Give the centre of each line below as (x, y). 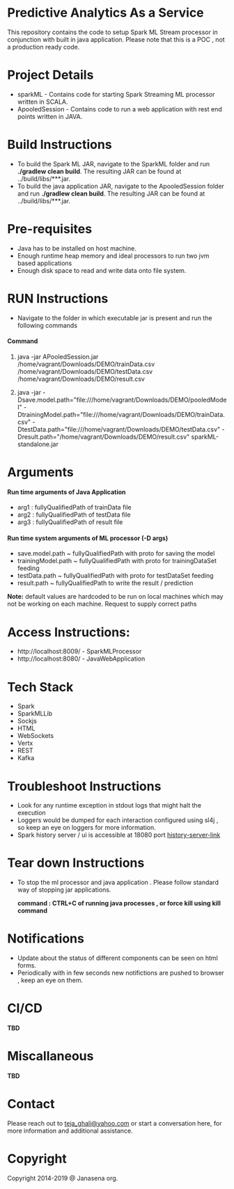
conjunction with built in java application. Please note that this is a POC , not (116, 39)
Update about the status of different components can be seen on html (117, 958)
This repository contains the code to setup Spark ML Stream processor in (112, 32)
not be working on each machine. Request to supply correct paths (102, 604)
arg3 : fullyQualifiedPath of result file (70, 522)
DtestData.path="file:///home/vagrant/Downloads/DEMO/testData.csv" (119, 429)
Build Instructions (60, 145)
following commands (47, 325)
